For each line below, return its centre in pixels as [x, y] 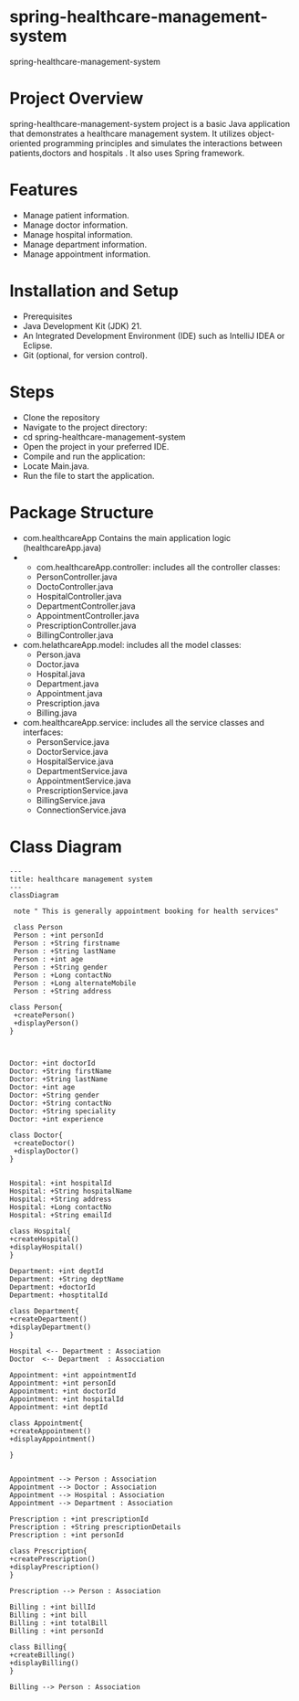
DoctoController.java [75, 586]
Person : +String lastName [65, 951]
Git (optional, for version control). [85, 355]
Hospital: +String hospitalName [71, 1191]
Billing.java [57, 712]
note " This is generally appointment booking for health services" [146, 911]
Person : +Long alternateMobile [75, 983]
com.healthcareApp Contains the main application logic [127, 537]
